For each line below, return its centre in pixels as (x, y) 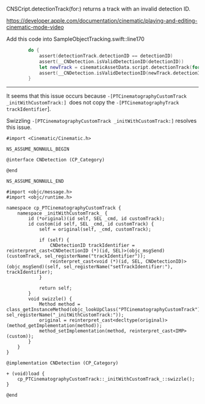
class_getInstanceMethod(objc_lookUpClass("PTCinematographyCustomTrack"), (105, 310)
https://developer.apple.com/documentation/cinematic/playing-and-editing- (102, 20)
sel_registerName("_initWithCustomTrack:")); (65, 315)
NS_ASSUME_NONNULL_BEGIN (38, 149)
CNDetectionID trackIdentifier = (92, 246)
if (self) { (54, 240)
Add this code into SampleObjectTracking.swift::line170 (75, 39)
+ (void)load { (26, 374)
